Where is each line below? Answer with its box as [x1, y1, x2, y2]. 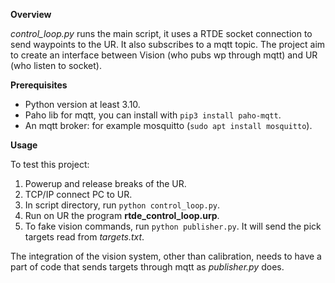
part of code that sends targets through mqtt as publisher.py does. [10, 261, 285, 273]
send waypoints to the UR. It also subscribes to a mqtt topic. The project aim [10, 39, 326, 50]
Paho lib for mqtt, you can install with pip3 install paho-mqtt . [24, 109, 282, 121]
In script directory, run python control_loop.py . [24, 199, 221, 211]
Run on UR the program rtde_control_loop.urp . [24, 210, 220, 221]
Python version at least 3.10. [24, 99, 141, 110]
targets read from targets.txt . [24, 231, 145, 243]
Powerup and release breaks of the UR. [24, 178, 187, 189]
